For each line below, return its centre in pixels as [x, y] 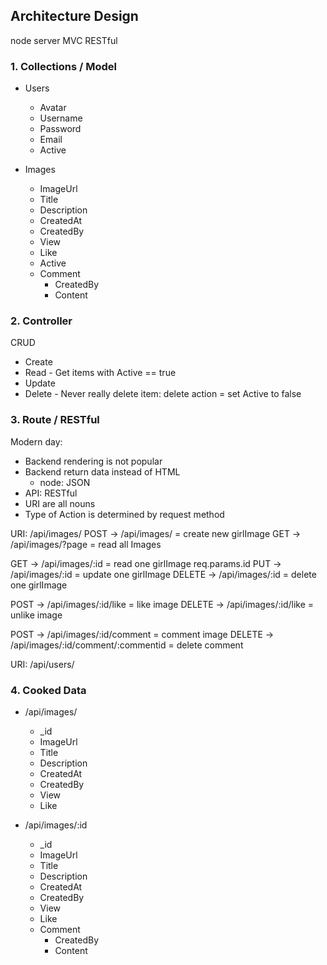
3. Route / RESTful [55, 420]
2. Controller [41, 321]
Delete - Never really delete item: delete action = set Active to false [163, 394]
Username [61, 118]
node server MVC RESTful [64, 40]
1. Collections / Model [63, 66]
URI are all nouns [60, 503]
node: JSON [65, 482]
